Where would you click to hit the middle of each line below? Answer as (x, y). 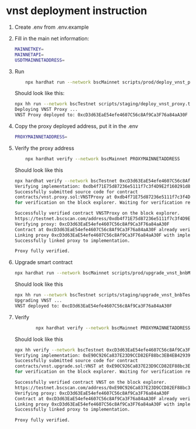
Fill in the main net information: (52, 38)
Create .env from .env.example (51, 27)
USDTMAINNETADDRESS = (39, 60)
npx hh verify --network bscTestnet (59, 350)
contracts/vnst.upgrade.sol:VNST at (59, 366)
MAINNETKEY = (29, 49)
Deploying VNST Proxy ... (46, 110)
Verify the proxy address (44, 148)
